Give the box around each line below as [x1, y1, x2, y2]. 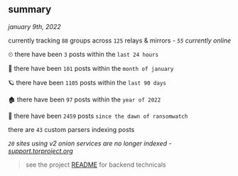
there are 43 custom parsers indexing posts [8, 125, 135, 133]
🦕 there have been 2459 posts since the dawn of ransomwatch [8, 111, 188, 120]
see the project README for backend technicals [25, 160, 166, 169]
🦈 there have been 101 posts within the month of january [8, 64, 174, 72]
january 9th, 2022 [8, 22, 61, 31]
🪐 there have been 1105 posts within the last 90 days [8, 78, 166, 87]
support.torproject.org [8, 146, 73, 155]
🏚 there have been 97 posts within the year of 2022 [8, 95, 161, 104]
